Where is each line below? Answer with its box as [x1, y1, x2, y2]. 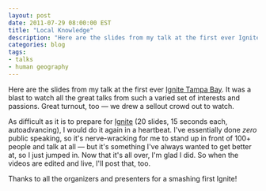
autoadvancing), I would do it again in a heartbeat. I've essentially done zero [8, 125, 257, 134]
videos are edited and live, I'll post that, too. [8, 159, 151, 168]
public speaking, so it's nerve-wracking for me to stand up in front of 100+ [8, 133, 252, 143]
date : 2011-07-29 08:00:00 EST [8, 19, 112, 27]
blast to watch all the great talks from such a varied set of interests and [8, 92, 240, 103]
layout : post [8, 11, 51, 20]
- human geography [8, 63, 69, 71]
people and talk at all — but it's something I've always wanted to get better [8, 141, 252, 151]
